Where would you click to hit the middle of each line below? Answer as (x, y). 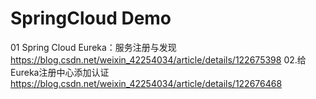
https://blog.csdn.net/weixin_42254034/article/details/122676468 (146, 83)
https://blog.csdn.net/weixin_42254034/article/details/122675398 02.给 (158, 59)
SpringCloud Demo (91, 18)
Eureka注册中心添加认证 (60, 72)
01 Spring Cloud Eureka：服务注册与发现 (93, 47)
